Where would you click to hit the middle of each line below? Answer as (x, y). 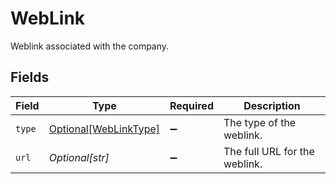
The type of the (260, 122)
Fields (30, 77)
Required (191, 105)
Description (272, 105)
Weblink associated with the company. (90, 46)
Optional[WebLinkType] (104, 129)
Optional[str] (79, 157)
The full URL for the (269, 151)
